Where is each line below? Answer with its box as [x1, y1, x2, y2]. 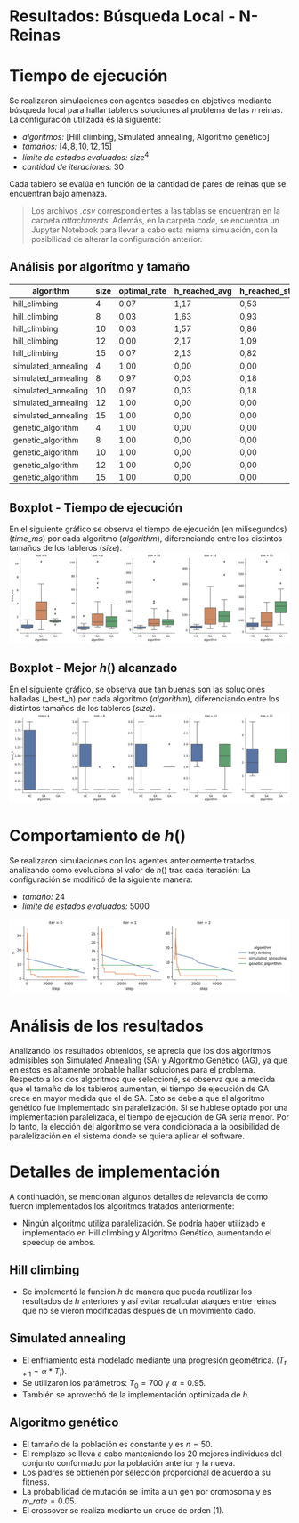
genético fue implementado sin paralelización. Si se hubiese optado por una [9, 1102, 288, 1114]
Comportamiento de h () [9, 826, 187, 847]
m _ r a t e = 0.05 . [21, 1495, 77, 1506]
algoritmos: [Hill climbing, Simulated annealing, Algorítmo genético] [21, 132, 270, 142]
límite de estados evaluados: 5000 [21, 901, 149, 911]
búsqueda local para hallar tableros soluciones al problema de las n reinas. [9, 105, 283, 116]
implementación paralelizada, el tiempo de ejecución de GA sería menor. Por [9, 1112, 289, 1122]
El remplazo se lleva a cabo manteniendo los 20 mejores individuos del [21, 1448, 282, 1459]
